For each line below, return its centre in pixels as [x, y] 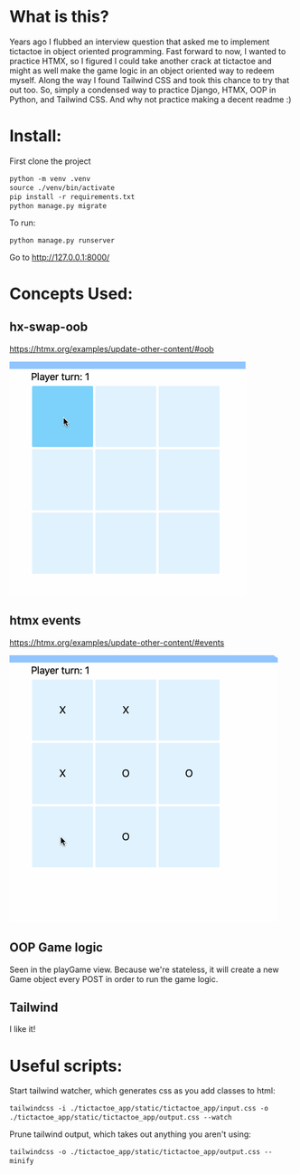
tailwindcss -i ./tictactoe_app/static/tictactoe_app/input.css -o [139, 1109]
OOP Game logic [56, 948]
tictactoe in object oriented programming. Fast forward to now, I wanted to [148, 51]
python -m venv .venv [50, 178]
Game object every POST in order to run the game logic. [114, 978]
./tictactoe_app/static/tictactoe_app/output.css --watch [121, 1118]
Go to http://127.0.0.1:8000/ [60, 257]
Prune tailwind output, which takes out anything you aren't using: [130, 1134]
